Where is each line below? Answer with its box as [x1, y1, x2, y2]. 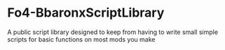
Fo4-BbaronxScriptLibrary [7, 5, 165, 21]
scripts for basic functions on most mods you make [7, 35, 156, 43]
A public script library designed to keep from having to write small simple [7, 28, 219, 36]
